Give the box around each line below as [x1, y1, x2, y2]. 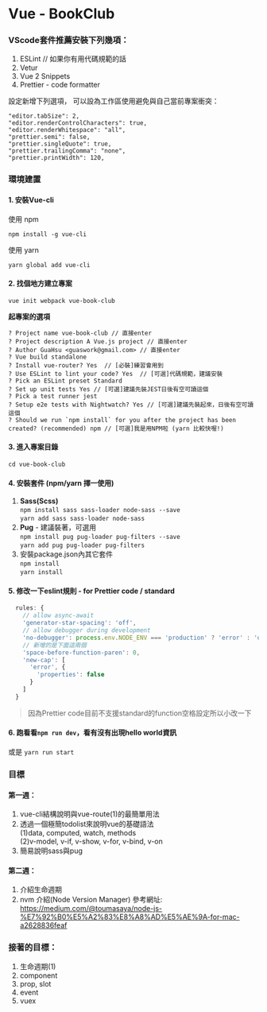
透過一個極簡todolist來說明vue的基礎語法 [19, 820, 154, 829]
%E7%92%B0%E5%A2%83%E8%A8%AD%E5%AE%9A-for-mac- [19, 912, 240, 922]
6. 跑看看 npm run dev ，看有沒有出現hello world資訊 [8, 728, 177, 738]
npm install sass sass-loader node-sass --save [19, 506, 180, 514]
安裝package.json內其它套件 [19, 549, 114, 559]
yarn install [19, 568, 64, 576]
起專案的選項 [8, 312, 50, 321]
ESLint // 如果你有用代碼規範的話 [19, 54, 127, 64]
